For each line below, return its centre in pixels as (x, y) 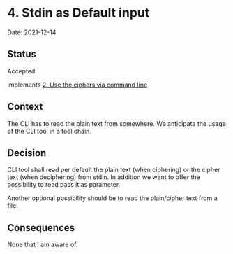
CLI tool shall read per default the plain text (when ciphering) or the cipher (114, 170)
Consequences (41, 228)
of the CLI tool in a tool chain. (50, 131)
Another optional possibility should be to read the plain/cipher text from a (112, 198)
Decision (27, 153)
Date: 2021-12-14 (32, 32)
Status (22, 54)
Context (25, 107)
